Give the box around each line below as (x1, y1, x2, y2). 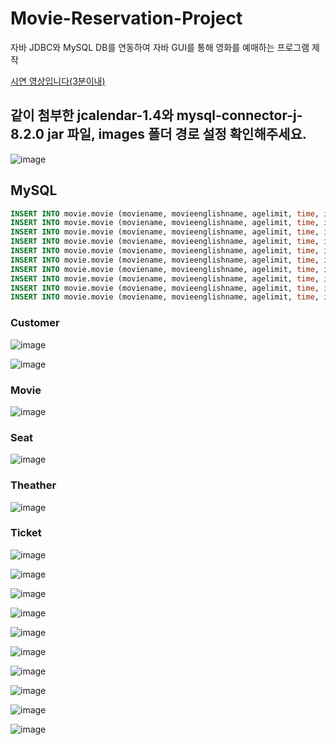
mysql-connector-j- (176, 107, 303, 124)
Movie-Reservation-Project (10, 7, 243, 30)
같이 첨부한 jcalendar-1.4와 (10, 107, 174, 124)
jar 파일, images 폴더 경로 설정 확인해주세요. (47, 126, 307, 143)
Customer (10, 316, 60, 330)
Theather (10, 478, 57, 492)
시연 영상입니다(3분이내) (10, 75, 106, 87)
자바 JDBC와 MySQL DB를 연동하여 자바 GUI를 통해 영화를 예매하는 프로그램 (10, 41, 310, 53)
